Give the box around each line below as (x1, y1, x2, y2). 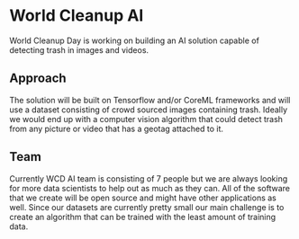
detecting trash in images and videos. (9, 44, 149, 55)
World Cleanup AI (9, 5, 144, 26)
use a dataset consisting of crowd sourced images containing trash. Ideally (9, 104, 288, 115)
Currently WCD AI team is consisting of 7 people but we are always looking (9, 173, 288, 184)
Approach (9, 71, 67, 86)
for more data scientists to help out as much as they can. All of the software (9, 182, 291, 193)
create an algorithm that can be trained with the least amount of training (9, 211, 276, 222)
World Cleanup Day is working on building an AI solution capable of (9, 35, 259, 46)
